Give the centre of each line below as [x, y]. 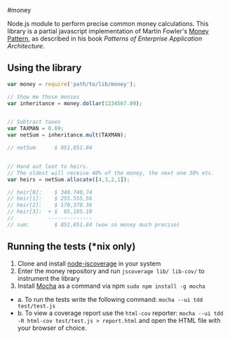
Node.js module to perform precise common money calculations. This [108, 23]
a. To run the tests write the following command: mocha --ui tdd [110, 299]
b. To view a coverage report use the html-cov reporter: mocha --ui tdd [120, 313]
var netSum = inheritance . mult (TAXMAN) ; [67, 135]
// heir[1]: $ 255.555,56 [50, 199]
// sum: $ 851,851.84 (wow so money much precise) [94, 224]
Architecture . [26, 46]
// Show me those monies [43, 97]
